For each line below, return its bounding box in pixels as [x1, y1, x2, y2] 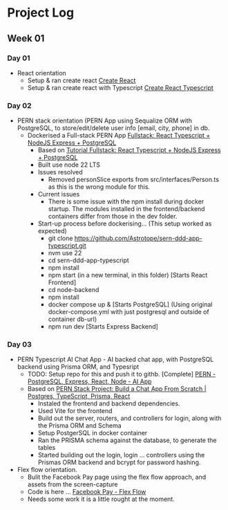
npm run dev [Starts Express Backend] [48, 322, 159, 331]
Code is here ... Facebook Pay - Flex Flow [27, 488, 146, 496]
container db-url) [48, 315, 97, 323]
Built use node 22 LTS [37, 161, 101, 169]
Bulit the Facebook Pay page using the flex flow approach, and [27, 473, 207, 482]
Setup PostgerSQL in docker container [37, 429, 148, 437]
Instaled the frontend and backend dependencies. [37, 399, 180, 408]
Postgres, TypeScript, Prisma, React [27, 392, 131, 401]
